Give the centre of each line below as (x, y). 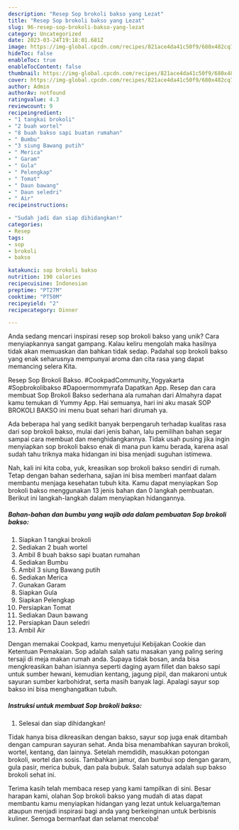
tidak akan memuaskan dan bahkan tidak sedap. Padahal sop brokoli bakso (118, 351)
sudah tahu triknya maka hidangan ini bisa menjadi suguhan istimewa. (110, 454)
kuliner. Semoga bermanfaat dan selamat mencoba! (83, 819)
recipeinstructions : (39, 205)
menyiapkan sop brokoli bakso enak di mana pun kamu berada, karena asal (118, 447)
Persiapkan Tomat (45, 608)
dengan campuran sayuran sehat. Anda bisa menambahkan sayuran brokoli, (119, 745)
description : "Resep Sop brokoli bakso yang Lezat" (86, 14)
